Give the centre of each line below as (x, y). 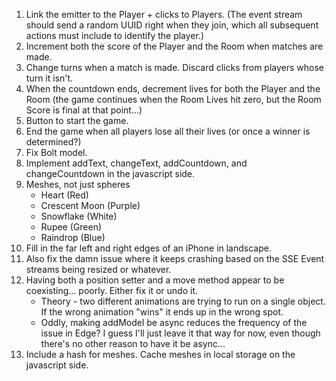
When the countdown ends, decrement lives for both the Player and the (173, 88)
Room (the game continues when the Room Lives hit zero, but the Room (173, 99)
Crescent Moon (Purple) (90, 205)
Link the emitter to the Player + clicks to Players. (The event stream (164, 14)
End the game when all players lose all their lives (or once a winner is (168, 131)
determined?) (53, 142)
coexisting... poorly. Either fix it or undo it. (112, 290)
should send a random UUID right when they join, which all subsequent (172, 25)
